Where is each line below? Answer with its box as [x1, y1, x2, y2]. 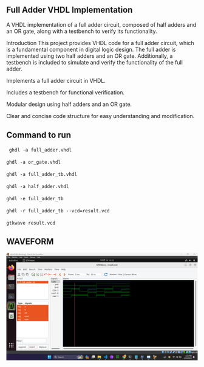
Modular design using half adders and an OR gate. [6, 100, 132, 108]
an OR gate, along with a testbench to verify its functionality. [6, 27, 158, 35]
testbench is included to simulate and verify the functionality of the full [6, 58, 183, 66]
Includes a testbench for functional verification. [6, 88, 125, 96]
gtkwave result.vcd [6, 220, 56, 226]
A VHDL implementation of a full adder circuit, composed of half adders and [6, 21, 197, 28]
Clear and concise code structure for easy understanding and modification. [6, 112, 195, 119]
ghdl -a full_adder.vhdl [8, 147, 72, 153]
